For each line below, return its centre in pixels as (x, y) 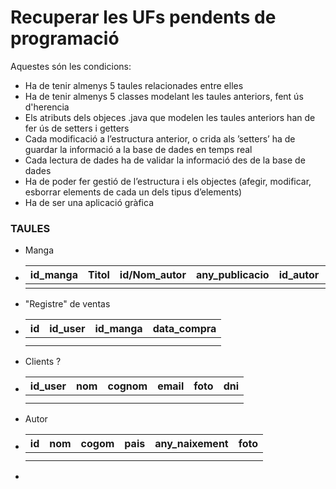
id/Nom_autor (153, 275)
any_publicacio (232, 275)
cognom (127, 386)
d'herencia (47, 107)
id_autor (299, 275)
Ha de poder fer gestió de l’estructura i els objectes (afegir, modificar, (168, 181)
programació (65, 38)
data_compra (184, 329)
